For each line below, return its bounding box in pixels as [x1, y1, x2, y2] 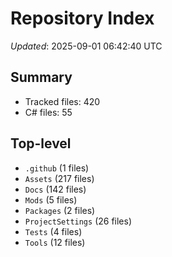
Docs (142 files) [24, 183, 87, 195]
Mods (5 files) [24, 193, 78, 206]
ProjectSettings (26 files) [24, 215, 133, 227]
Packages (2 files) [24, 204, 96, 216]
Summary [10, 69, 73, 86]
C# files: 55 [24, 106, 73, 118]
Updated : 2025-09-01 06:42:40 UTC [10, 40, 163, 52]
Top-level [10, 135, 72, 152]
